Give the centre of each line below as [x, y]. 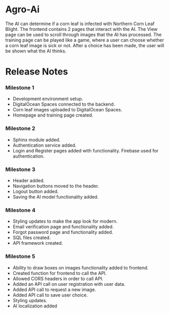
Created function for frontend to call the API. [60, 273]
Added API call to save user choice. [50, 295]
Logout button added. [36, 191]
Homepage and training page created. [53, 115]
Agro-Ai [23, 9]
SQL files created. [32, 238]
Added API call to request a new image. [54, 289]
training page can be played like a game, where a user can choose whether [85, 40]
